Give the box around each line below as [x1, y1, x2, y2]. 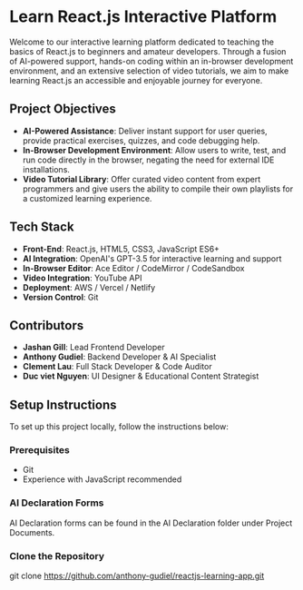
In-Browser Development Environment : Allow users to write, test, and [22, 144, 287, 155]
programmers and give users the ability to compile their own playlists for [22, 183, 294, 194]
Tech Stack [9, 220, 74, 235]
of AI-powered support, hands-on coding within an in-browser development [9, 55, 294, 66]
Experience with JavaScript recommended [22, 474, 182, 485]
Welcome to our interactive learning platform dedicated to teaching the [9, 36, 275, 47]
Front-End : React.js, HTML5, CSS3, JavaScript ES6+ [22, 243, 220, 254]
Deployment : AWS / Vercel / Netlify [22, 281, 156, 292]
